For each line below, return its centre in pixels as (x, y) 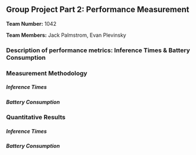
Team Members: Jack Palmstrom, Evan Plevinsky (66, 35)
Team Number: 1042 (31, 23)
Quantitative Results (36, 117)
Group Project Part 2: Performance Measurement (98, 10)
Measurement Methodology (47, 73)
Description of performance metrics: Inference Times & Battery (98, 50)
